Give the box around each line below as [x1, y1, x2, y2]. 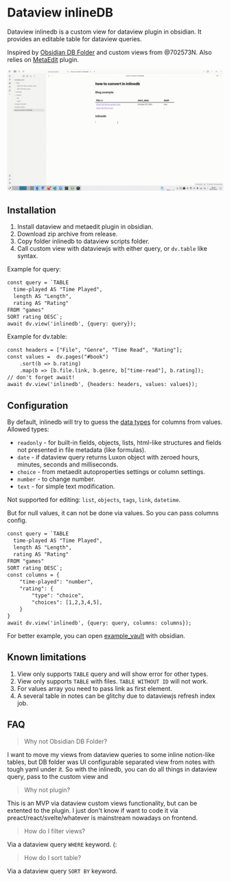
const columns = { [7, 572, 60, 578]
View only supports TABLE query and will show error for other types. [16, 670, 209, 678]
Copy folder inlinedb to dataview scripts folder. [16, 237, 150, 245]
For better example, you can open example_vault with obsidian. [7, 632, 185, 640]
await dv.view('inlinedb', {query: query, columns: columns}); [7, 620, 192, 626]
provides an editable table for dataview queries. [7, 34, 142, 43]
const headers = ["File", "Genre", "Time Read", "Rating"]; [7, 347, 183, 354]
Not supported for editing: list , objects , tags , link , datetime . [7, 496, 181, 504]
